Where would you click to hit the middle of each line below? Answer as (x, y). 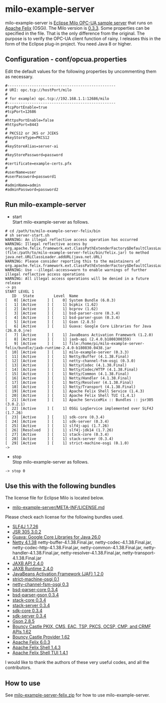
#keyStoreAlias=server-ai (32, 146)
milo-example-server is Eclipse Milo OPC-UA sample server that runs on (79, 23)
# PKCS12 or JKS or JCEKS (32, 133)
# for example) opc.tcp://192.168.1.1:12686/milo (57, 98)
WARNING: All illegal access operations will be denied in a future (77, 279)
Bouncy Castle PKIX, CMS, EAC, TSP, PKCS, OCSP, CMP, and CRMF (82, 626)
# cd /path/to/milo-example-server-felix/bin (53, 231)
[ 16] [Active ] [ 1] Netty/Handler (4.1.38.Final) (68, 378)
